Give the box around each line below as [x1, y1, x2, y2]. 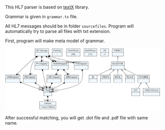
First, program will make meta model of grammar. [5, 38, 105, 44]
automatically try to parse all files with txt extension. [5, 28, 111, 34]
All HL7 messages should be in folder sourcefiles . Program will [5, 23, 134, 29]
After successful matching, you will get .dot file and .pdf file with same [5, 115, 148, 121]
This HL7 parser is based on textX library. [5, 4, 90, 10]
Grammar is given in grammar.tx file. [5, 14, 78, 19]
